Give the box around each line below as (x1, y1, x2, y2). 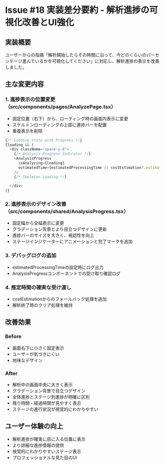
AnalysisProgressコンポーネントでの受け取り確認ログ (12, 270, 121, 276)
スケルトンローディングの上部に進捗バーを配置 (12, 122, 107, 128)
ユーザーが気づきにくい (12, 351, 60, 357)
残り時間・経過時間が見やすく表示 (12, 400, 82, 406)
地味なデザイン (12, 357, 43, 363)
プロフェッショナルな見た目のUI (12, 454, 77, 461)
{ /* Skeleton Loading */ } (14, 174, 67, 179)
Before (5, 333, 22, 340)
